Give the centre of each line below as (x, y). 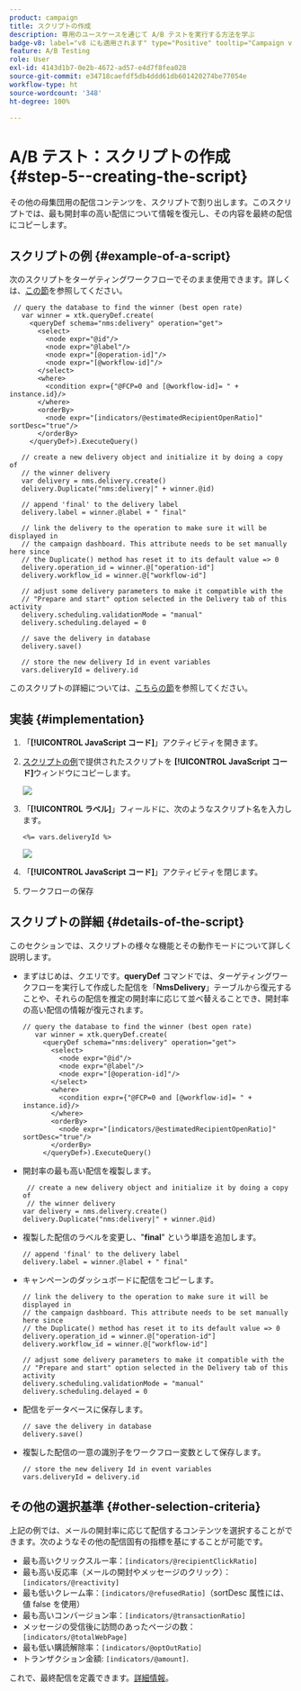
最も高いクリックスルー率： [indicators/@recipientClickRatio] (140, 1560)
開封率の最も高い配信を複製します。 (89, 1171)
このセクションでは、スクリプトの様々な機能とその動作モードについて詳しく (151, 945)
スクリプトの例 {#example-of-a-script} (120, 256)
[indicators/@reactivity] (71, 1582)
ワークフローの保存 (58, 891)
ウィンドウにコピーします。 (84, 773)
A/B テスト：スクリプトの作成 (120, 156)
